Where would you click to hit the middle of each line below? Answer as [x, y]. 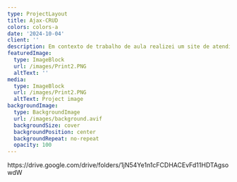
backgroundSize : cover [47, 125]
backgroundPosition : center [55, 132]
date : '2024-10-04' [36, 34]
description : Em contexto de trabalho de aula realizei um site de [109, 47]
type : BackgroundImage [47, 112]
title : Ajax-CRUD [33, 20]
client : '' [23, 40]
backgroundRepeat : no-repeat [56, 138]
